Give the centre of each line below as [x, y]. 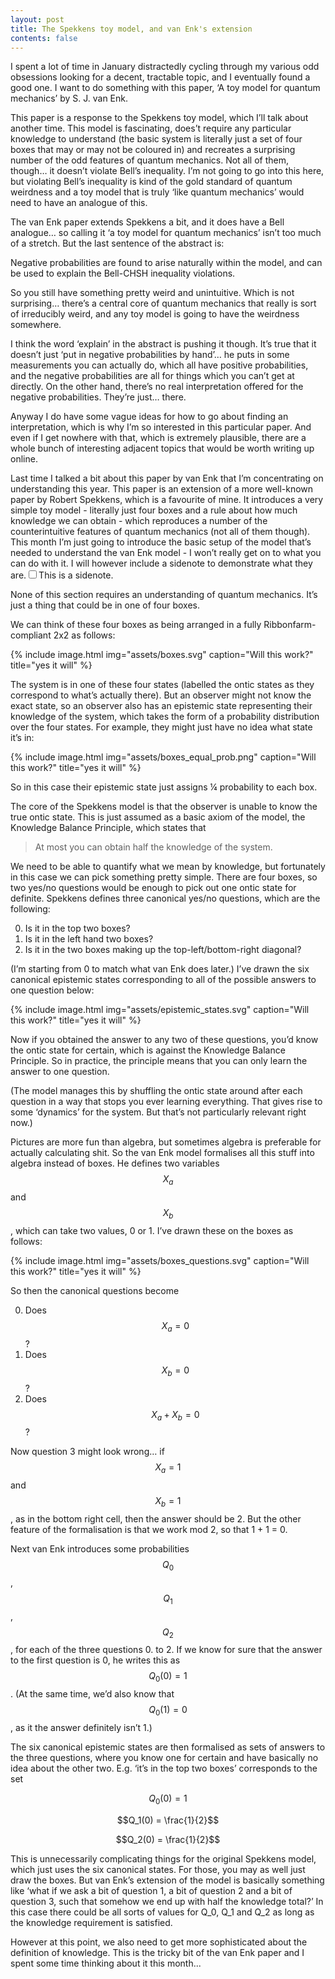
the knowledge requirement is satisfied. [91, 1922]
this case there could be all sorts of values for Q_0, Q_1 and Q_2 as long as [162, 1912]
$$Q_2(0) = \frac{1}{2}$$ [168, 1839]
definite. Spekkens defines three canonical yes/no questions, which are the [165, 898]
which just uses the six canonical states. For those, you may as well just [158, 1869]
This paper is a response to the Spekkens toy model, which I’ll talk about [159, 118]
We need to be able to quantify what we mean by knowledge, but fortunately [168, 867]
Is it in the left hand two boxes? [89, 939]
